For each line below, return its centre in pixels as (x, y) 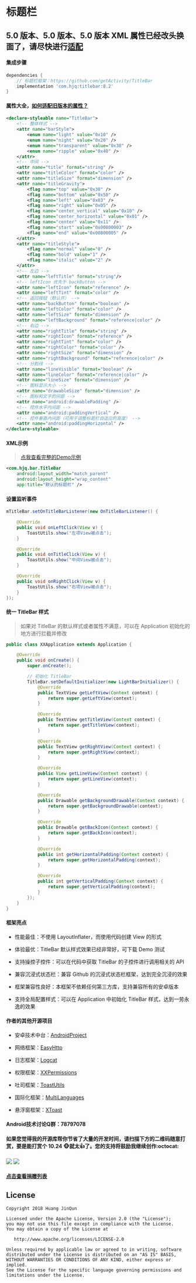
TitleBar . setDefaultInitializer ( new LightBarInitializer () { (103, 682)
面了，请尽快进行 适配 (44, 47)
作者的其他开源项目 (29, 1021)
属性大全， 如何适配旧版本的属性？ (47, 106)
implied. (17, 1265)
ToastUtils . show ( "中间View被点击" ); (70, 560)
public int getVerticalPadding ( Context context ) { (100, 881)
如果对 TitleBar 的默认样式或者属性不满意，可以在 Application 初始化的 (105, 626)
